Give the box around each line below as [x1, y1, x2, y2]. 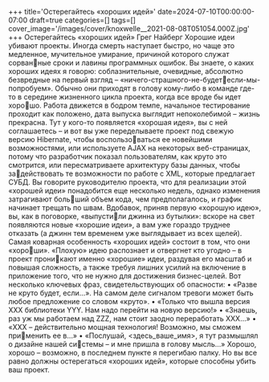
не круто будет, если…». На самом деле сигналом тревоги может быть [8, 288, 254, 298]
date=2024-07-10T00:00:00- [157, 7, 255, 16]
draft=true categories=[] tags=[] [29, 15, 137, 25]
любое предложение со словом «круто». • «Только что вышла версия [8, 297, 251, 306]
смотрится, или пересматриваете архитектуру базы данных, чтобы [8, 161, 241, 169]
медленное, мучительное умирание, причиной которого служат [8, 50, 230, 59]
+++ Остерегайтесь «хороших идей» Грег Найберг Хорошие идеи [8, 32, 235, 42]
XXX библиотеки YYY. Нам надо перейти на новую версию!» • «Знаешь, [8, 305, 258, 315]
